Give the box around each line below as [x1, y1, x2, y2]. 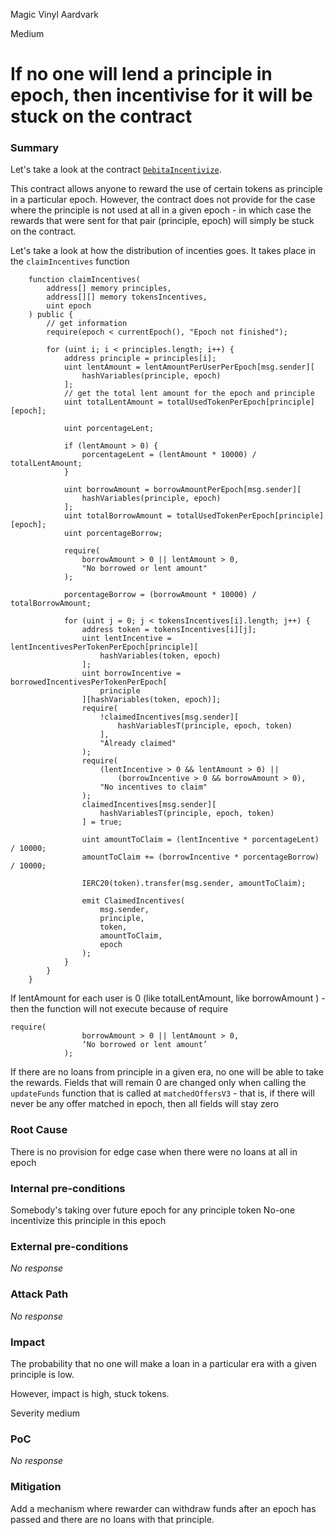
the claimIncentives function [10, 255, 130, 268]
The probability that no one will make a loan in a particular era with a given [10, 1357, 317, 1369]
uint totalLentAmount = [63, 397, 163, 408]
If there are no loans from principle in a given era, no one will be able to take [10, 1066, 324, 1078]
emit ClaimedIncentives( [81, 896, 186, 906]
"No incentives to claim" [99, 782, 208, 793]
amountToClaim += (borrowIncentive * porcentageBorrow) [81, 852, 320, 863]
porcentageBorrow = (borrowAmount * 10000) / [63, 590, 257, 600]
